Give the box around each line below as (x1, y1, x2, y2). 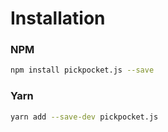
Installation (10, 7, 106, 30)
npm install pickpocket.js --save (10, 65, 155, 76)
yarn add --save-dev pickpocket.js (10, 112, 159, 122)
